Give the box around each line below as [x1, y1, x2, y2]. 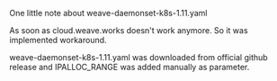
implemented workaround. [9, 35, 107, 45]
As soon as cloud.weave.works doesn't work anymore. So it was [9, 25, 249, 35]
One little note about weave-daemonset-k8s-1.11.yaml [9, 8, 208, 18]
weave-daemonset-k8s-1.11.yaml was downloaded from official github [9, 52, 268, 62]
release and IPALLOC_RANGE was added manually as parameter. [9, 62, 250, 72]
